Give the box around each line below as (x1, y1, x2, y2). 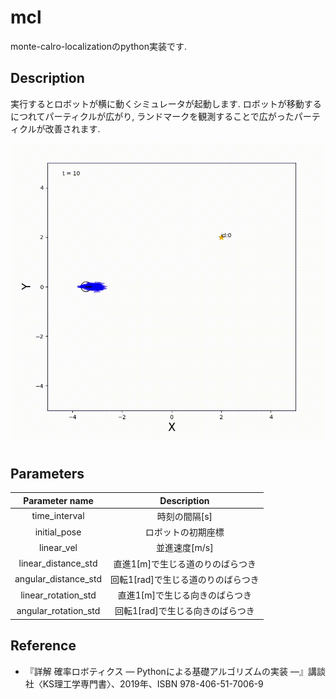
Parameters (10, 465, 85, 482)
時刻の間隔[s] (156, 510, 213, 522)
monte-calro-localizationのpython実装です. (10, 40, 187, 52)
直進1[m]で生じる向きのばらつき (117, 589, 252, 601)
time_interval (31, 510, 85, 522)
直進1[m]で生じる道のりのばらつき (113, 557, 257, 570)
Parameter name (23, 494, 94, 506)
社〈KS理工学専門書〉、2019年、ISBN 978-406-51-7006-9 (24, 677, 264, 690)
